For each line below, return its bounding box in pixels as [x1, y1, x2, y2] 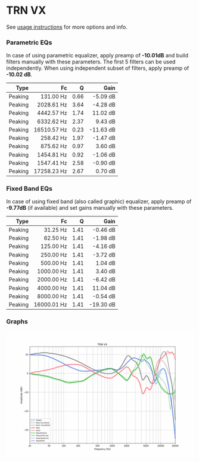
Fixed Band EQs [6, 184, 52, 192]
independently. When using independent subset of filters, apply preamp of [6, 65, 189, 72]
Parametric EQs [6, 38, 52, 47]
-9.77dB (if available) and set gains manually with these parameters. [6, 204, 174, 212]
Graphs [6, 317, 28, 326]
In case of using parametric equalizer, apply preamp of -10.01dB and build [6, 52, 189, 59]
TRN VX [6, 4, 46, 17]
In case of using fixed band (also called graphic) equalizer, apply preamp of [6, 198, 192, 205]
